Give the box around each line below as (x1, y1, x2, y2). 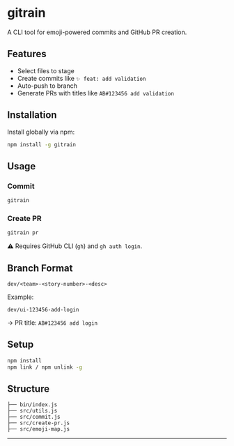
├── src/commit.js (7, 413, 61, 421)
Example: (7, 293, 34, 301)
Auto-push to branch (17, 82, 78, 90)
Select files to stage (17, 66, 75, 75)
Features (7, 48, 47, 60)
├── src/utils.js (7, 408, 58, 415)
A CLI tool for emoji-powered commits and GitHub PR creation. (7, 28, 187, 36)
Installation (7, 109, 57, 121)
